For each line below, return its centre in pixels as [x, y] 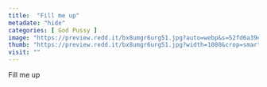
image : [19, 38]
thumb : [19, 45]
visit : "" [25, 52]
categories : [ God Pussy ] [53, 30]
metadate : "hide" [37, 23]
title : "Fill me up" [44, 15]
